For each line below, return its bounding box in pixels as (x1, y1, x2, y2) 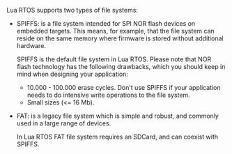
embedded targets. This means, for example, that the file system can (16, 27, 215, 35)
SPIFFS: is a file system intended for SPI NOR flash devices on (16, 20, 196, 27)
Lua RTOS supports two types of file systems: (6, 6, 139, 14)
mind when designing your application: (16, 70, 128, 78)
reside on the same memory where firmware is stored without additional (16, 34, 224, 43)
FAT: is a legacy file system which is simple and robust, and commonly (16, 111, 219, 120)
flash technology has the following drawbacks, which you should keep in (16, 63, 226, 70)
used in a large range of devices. (16, 119, 111, 128)
